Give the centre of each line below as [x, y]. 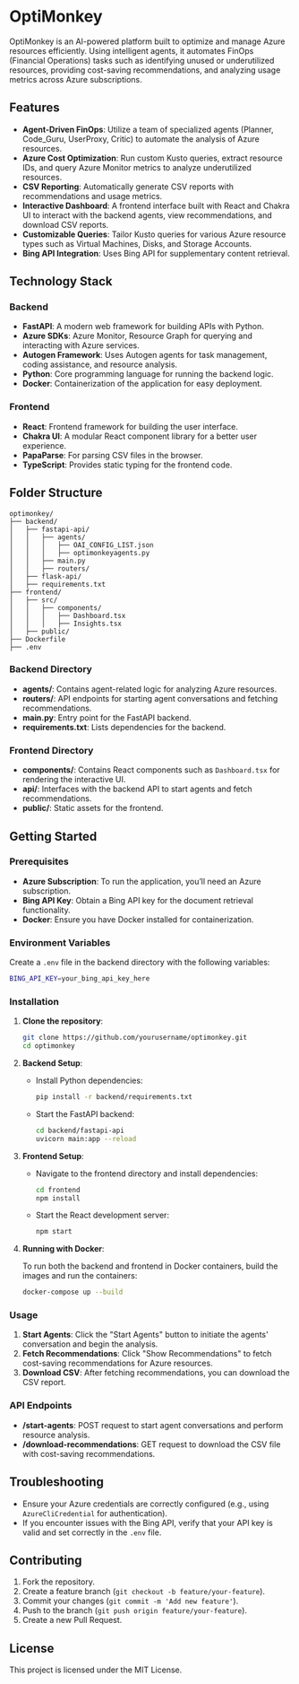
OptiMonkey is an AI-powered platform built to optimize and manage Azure [147, 41]
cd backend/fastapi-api [80, 1130]
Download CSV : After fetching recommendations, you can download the [156, 1373]
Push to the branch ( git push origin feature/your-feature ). [135, 1610]
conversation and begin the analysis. [90, 1344]
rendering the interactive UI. [74, 780]
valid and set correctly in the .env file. [92, 1532]
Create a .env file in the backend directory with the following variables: [140, 963]
